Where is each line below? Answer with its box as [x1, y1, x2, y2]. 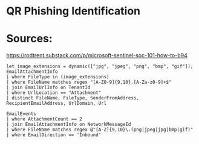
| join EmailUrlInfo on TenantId [6, 84, 91, 91]
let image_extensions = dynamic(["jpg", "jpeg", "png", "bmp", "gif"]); [6, 63, 194, 70]
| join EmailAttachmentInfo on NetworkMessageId [6, 122, 131, 128]
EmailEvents [6, 111, 36, 117]
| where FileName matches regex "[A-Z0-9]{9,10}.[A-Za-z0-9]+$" [6, 80, 172, 86]
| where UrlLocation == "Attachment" [6, 90, 102, 96]
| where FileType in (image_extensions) [6, 74, 110, 80]
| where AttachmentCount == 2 [6, 116, 83, 122]
